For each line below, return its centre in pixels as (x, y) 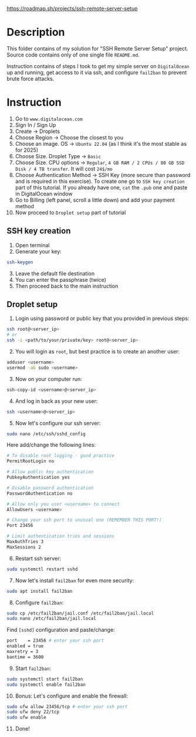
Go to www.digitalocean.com (49, 119)
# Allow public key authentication (50, 472)
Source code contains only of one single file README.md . (73, 55)
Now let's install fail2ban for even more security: (75, 580)
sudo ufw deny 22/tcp (33, 712)
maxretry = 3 (23, 652)
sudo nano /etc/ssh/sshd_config (46, 434)
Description (36, 32)
